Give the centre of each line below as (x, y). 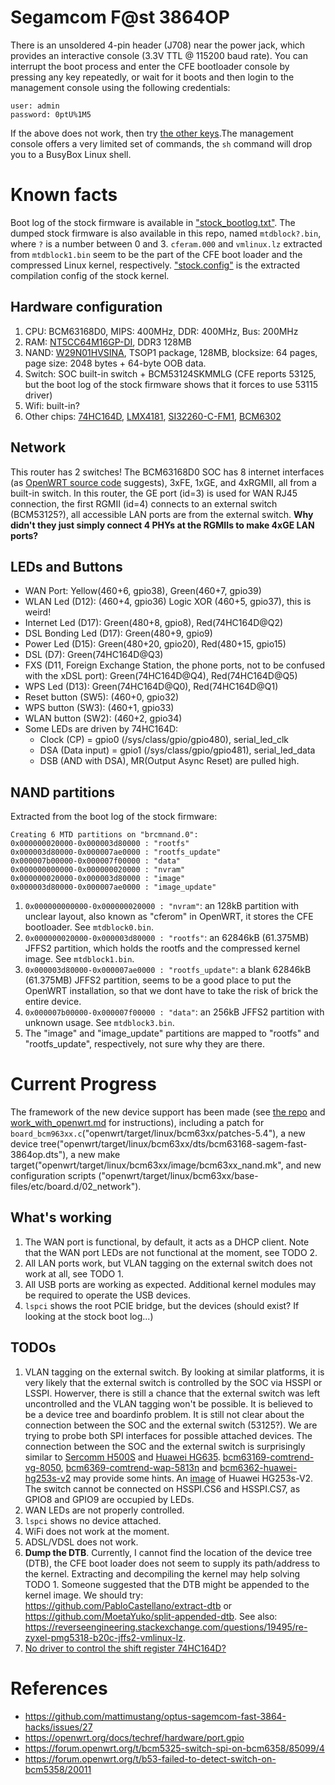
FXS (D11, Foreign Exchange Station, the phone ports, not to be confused (175, 665)
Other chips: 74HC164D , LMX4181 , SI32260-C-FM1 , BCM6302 (153, 416)
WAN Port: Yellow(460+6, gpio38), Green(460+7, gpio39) (143, 591)
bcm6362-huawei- (258, 1467)
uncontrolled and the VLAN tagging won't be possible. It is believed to (168, 1403)
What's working (61, 1217)
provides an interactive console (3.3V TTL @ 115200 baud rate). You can (159, 55)
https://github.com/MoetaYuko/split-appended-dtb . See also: (151, 1616)
